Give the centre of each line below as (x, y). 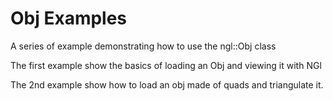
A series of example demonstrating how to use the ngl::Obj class (143, 46)
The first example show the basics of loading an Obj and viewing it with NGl (166, 65)
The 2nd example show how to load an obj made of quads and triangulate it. (167, 84)
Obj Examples (69, 18)
